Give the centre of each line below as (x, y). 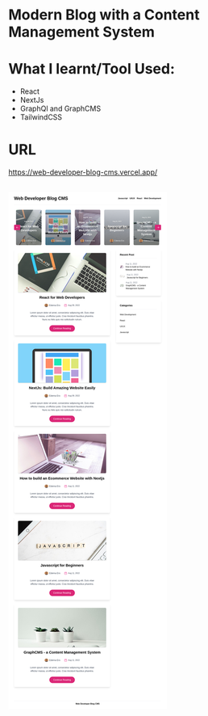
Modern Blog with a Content (104, 15)
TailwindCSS (41, 117)
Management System (82, 32)
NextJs (32, 100)
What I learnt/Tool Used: (92, 69)
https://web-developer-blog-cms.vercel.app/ (83, 172)
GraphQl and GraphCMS (60, 109)
